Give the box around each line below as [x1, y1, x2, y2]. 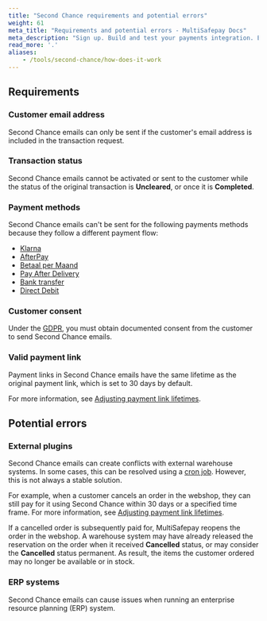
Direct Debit [19, 286, 60, 295]
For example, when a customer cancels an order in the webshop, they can [8, 491, 251, 500]
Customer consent [8, 306, 82, 317]
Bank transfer [19, 277, 65, 287]
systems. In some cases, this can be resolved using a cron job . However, [8, 467, 246, 476]
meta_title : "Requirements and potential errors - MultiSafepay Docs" [8, 26, 247, 34]
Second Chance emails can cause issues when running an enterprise [8, 595, 235, 604]
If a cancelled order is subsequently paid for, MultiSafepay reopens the [8, 523, 241, 533]
